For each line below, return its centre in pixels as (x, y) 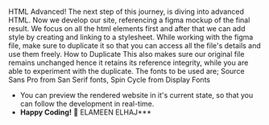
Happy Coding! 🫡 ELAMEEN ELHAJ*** (85, 112)
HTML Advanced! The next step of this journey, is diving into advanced (126, 12)
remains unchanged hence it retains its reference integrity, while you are (128, 62)
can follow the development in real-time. (87, 104)
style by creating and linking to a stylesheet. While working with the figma (131, 37)
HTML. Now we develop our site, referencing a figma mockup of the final (129, 20)
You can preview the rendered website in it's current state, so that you (137, 95)
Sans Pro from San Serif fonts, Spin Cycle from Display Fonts (110, 80)
